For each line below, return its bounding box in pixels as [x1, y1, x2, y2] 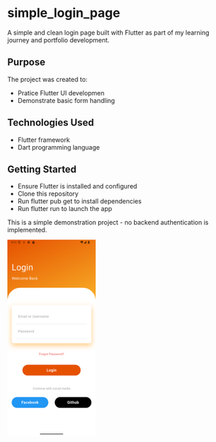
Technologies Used [7, 117, 94, 129]
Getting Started [7, 163, 77, 175]
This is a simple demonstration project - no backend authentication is [7, 218, 209, 227]
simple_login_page [7, 5, 121, 21]
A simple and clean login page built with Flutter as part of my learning [7, 28, 210, 37]
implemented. [7, 226, 47, 234]
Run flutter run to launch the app [17, 205, 113, 213]
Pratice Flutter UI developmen [17, 88, 104, 97]
